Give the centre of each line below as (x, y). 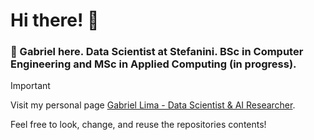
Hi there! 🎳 (55, 20)
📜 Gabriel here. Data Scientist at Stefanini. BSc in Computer (157, 52)
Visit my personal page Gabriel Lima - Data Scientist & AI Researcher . (153, 105)
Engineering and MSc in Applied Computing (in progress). (153, 64)
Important (30, 86)
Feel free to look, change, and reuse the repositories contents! (138, 125)
